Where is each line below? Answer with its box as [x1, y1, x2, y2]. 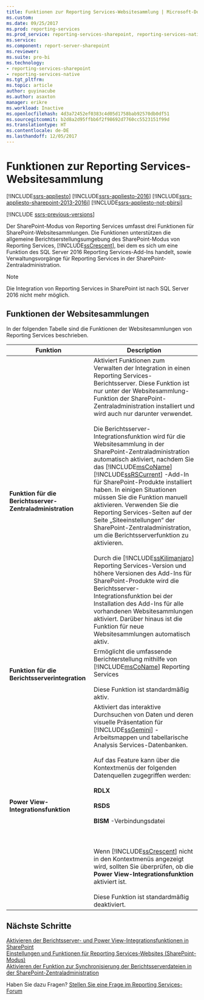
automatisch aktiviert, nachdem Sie [93, 455, 194, 463]
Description [126, 346, 162, 354]
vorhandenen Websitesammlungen [93, 607, 193, 615]
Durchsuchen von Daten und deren [93, 710, 194, 719]
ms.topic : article [6, 83, 53, 89]
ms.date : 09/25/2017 [6, 20, 59, 26]
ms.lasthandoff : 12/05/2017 [6, 133, 78, 140]
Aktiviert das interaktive [93, 703, 161, 711]
